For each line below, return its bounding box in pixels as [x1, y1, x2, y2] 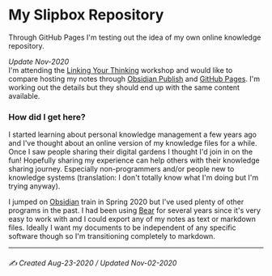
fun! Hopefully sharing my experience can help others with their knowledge [8, 155, 261, 165]
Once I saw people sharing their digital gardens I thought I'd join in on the [8, 147, 253, 157]
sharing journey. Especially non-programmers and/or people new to [8, 164, 235, 174]
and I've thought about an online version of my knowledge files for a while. [8, 138, 257, 148]
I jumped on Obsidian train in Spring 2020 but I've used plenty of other [8, 197, 244, 207]
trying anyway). [8, 181, 61, 191]
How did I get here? [8, 111, 87, 122]
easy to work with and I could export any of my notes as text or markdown [8, 214, 257, 224]
